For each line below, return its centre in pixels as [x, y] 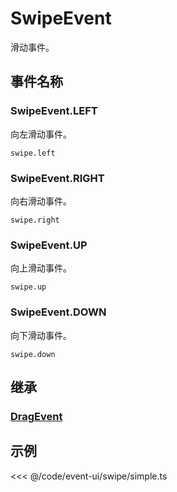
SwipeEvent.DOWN [58, 312]
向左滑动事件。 [41, 134]
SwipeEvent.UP [49, 245]
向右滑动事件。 [41, 201]
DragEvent [36, 416]
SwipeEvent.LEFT [54, 111]
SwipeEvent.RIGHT [57, 178]
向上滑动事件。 [41, 268]
